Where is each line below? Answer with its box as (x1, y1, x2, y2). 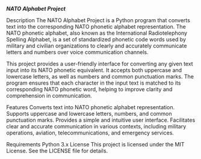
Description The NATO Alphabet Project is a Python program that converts (6, 17, 191, 23)
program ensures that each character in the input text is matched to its (6, 79, 181, 86)
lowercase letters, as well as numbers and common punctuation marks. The (6, 73, 194, 80)
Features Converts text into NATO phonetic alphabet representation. (6, 104, 175, 110)
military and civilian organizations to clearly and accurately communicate (6, 42, 187, 49)
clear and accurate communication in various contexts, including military (6, 123, 187, 130)
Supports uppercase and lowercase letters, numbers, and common (6, 110, 173, 117)
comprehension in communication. (6, 92, 92, 99)
